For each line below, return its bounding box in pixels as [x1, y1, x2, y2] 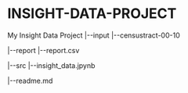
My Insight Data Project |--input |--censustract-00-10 [7, 30, 181, 40]
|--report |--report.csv [7, 45, 80, 55]
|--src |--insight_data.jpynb [7, 60, 96, 70]
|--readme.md [7, 76, 53, 85]
